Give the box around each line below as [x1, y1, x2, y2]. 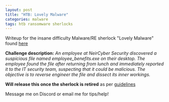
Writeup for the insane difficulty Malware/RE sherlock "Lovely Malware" [5, 35, 154, 41]
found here [5, 41, 28, 47]
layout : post [5, 7, 33, 13]
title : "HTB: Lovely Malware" [5, 12, 69, 17]
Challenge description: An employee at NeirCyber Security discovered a [5, 50, 157, 56]
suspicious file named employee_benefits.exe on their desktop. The [5, 56, 145, 62]
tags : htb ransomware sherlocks [5, 21, 73, 27]
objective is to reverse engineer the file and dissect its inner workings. [5, 71, 151, 78]
